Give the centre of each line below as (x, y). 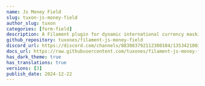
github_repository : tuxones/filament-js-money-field (75, 40)
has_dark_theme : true (34, 57)
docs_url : (19, 51)
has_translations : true (37, 62)
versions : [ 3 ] (24, 68)
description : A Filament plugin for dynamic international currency (95, 35)
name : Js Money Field (34, 12)
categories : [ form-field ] (39, 29)
